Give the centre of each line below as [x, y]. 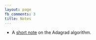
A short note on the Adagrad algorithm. [51, 33]
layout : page [18, 10]
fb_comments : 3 [20, 14]
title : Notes [18, 19]
